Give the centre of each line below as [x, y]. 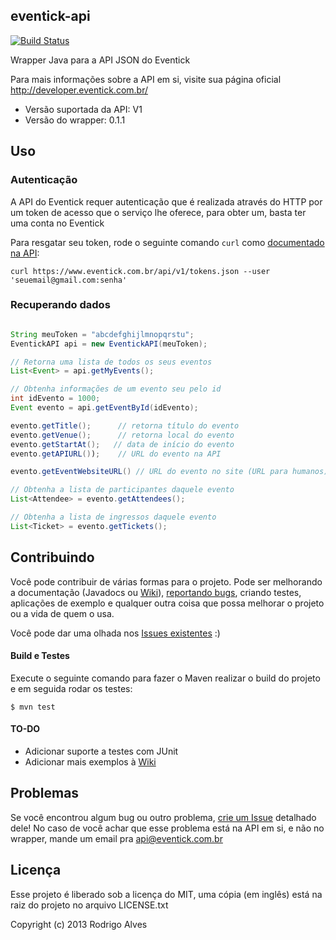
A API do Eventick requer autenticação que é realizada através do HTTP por [166, 201]
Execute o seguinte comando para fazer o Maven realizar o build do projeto [165, 678]
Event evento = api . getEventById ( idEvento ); [104, 408]
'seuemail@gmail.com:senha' [69, 280]
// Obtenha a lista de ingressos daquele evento [113, 517]
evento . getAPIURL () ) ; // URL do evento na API [116, 454]
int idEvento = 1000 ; [55, 399]
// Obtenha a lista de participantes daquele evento [122, 490]
